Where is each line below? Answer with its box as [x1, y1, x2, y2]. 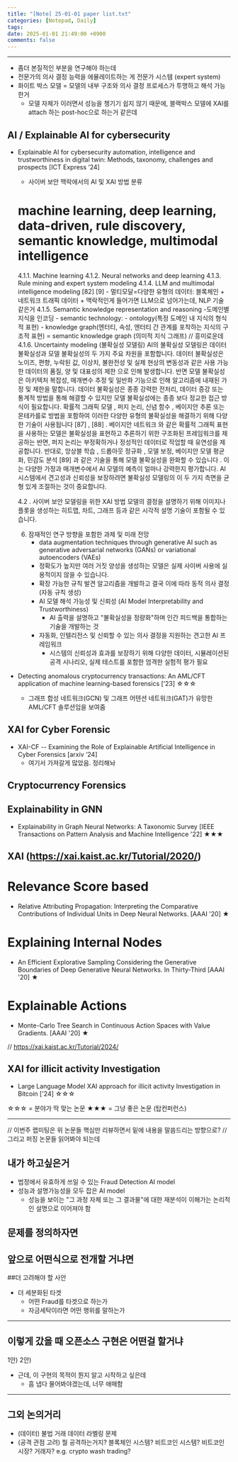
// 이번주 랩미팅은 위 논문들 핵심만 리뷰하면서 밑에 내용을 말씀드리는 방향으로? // [7, 1125, 227, 1134]
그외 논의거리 [7, 1409, 62, 1421]
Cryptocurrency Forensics [7, 780, 126, 792]
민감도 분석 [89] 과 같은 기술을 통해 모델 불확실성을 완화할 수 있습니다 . [27, 455, 222, 464]
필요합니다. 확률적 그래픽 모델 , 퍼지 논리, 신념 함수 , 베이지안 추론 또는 [30, 402, 225, 411]
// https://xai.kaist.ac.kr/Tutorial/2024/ [7, 1042, 119, 1051]
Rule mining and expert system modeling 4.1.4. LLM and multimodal [17, 279, 215, 287]
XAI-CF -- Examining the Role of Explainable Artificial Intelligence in [17, 742, 215, 751]
